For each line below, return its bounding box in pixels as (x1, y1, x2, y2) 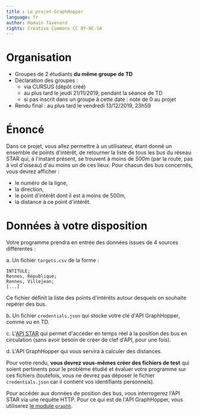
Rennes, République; (6, 273, 58, 279)
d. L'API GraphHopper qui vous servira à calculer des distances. (6, 348, 162, 355)
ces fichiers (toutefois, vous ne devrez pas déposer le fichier (6, 372, 155, 379)
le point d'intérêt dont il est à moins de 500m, (14, 192, 127, 199)
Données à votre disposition (6, 219, 148, 232)
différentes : (6, 245, 36, 253)
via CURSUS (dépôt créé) (23, 83, 86, 90)
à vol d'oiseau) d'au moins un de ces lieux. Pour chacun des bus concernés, (6, 162, 193, 169)
